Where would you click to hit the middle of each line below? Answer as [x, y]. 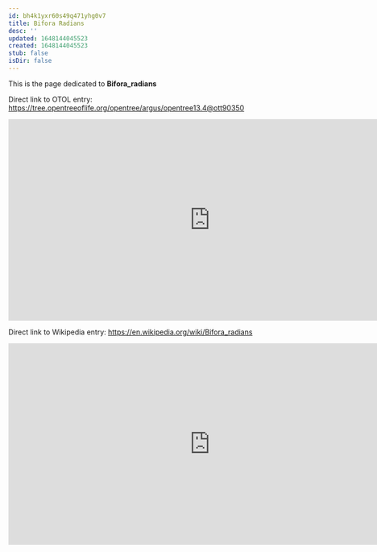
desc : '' [23, 31]
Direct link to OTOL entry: [50, 99]
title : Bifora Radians [46, 23]
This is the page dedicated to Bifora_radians [83, 83]
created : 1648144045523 [48, 46]
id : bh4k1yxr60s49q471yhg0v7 [57, 16]
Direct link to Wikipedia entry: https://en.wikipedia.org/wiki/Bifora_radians [130, 332]
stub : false [28, 53]
